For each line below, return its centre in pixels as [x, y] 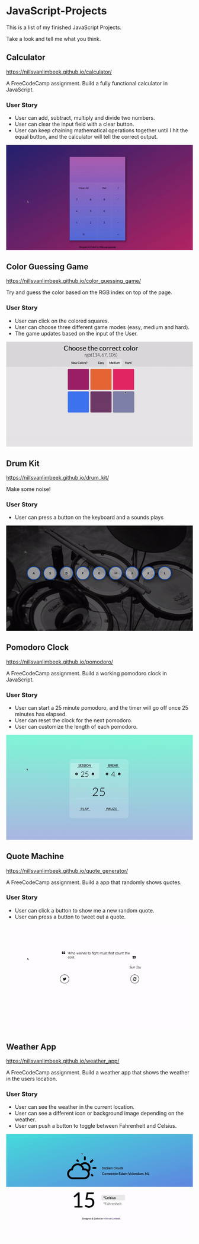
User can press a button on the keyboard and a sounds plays [89, 518]
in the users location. [32, 1079]
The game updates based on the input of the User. [76, 333]
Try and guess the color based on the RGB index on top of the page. [89, 292]
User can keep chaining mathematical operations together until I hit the [101, 130]
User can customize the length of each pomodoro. [76, 726]
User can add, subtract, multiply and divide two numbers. [85, 118]
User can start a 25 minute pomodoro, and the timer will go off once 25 [101, 707]
